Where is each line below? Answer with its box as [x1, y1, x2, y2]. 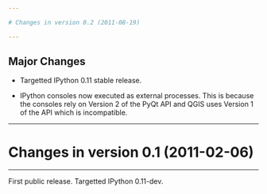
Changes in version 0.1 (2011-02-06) [8, 143, 254, 161]
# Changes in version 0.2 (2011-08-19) [8, 18, 141, 26]
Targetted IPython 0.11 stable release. [19, 76, 142, 86]
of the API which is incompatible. [19, 108, 128, 117]
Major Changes [8, 55, 86, 68]
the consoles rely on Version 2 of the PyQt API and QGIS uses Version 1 [19, 100, 254, 109]
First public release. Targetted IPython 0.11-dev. [8, 177, 164, 186]
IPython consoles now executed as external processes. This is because [19, 91, 254, 101]
